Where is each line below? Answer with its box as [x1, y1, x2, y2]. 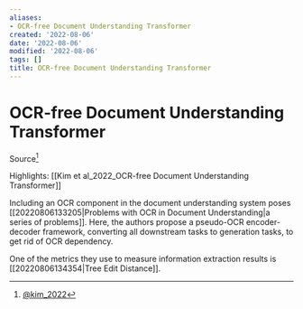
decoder [9, 227, 41, 238]
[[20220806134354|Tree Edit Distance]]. [9, 263, 161, 274]
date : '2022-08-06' [9, 38, 83, 48]
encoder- [245, 217, 281, 228]
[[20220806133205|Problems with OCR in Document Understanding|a [9, 207, 271, 218]
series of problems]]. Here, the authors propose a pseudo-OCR [9, 217, 245, 228]
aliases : [9, 13, 42, 23]
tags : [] [9, 55, 42, 64]
